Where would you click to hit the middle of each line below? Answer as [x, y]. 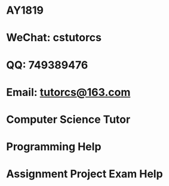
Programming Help [54, 147]
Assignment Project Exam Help [84, 174]
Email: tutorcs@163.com [68, 92]
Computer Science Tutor [68, 119]
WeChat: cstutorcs [54, 38]
